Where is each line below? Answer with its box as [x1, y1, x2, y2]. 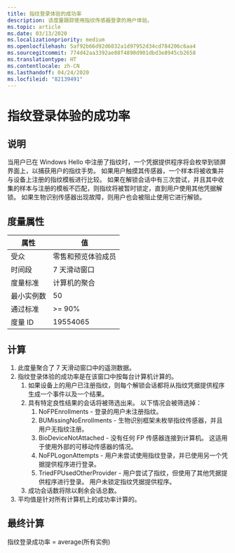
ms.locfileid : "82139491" [7, 75, 83, 83]
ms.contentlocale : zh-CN [7, 62, 80, 69]
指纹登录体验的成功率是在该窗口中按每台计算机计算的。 [17, 373, 177, 380]
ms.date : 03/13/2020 [7, 29, 68, 37]
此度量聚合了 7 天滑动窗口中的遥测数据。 [17, 364, 135, 372]
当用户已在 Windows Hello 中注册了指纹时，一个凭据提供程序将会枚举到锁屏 [7, 158, 227, 166]
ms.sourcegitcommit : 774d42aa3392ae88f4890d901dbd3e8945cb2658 [7, 50, 196, 57]
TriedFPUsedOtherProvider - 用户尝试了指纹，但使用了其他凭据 [38, 469, 222, 477]
